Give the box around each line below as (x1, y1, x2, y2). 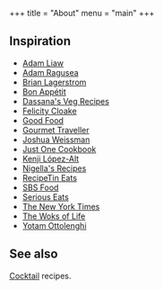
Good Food (21, 114, 64, 125)
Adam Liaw (21, 58, 64, 68)
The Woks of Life (21, 211, 86, 222)
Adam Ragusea (21, 67, 79, 77)
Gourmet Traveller (21, 124, 90, 135)
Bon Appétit (21, 86, 67, 97)
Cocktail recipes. (9, 270, 72, 281)
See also (9, 247, 58, 262)
